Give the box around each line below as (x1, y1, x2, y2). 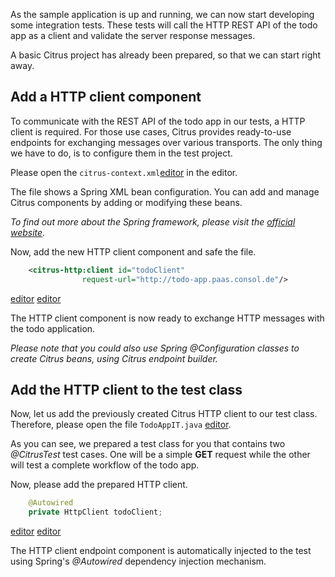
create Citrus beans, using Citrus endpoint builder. (10, 352, 218, 364)
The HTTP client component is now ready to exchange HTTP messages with (10, 312, 325, 324)
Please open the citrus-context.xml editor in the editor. (10, 166, 238, 178)
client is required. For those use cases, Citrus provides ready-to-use (10, 125, 292, 138)
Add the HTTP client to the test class (10, 381, 243, 398)
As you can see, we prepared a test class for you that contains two (10, 438, 286, 450)
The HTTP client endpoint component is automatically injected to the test (10, 545, 312, 557)
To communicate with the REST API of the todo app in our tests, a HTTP (10, 115, 306, 127)
